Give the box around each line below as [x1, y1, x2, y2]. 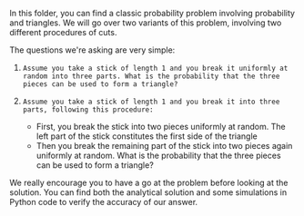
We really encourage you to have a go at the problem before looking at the [9, 177, 289, 188]
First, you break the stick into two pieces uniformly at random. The [35, 122, 286, 132]
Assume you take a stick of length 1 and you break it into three [22, 97, 280, 106]
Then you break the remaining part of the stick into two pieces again [35, 141, 293, 151]
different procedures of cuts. [9, 27, 117, 37]
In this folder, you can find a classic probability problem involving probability [9, 8, 296, 18]
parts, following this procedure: [22, 105, 154, 114]
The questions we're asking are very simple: [9, 44, 176, 55]
